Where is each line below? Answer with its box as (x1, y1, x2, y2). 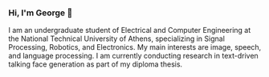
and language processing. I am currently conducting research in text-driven (8, 51, 259, 61)
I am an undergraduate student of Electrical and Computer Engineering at (8, 26, 251, 35)
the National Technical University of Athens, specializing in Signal (8, 34, 225, 43)
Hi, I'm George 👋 (8, 7, 73, 18)
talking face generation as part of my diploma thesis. (8, 59, 183, 69)
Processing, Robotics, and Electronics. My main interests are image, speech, (8, 43, 262, 52)
